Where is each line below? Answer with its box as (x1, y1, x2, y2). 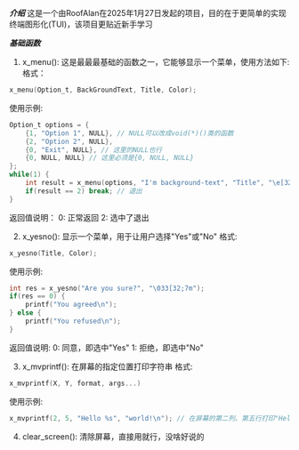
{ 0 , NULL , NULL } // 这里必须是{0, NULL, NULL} (25, 154, 194, 163)
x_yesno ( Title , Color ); (9, 248, 98, 258)
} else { (9, 309, 42, 317)
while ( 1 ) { (9, 170, 50, 180)
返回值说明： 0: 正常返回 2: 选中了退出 (9, 212, 149, 222)
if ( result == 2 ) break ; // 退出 (25, 186, 142, 196)
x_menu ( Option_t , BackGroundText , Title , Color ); (9, 85, 198, 94)
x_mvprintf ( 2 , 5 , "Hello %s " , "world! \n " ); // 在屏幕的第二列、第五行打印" (9, 414, 279, 422)
